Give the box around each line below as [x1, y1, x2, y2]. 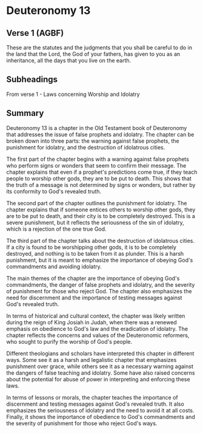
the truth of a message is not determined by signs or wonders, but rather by [6, 181, 196, 188]
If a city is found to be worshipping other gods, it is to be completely [6, 244, 177, 251]
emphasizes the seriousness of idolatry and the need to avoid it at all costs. [6, 406, 195, 414]
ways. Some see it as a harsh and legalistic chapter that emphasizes [6, 356, 177, 363]
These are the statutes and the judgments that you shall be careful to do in [6, 44, 193, 51]
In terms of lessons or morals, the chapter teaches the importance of [6, 394, 179, 401]
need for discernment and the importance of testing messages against [6, 294, 182, 301]
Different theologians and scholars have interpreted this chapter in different [6, 350, 195, 357]
